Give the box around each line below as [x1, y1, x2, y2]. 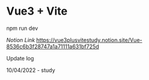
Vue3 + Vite [6, 4, 68, 18]
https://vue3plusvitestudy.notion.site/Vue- [36, 36, 143, 43]
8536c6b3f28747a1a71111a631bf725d [6, 43, 99, 50]
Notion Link [6, 36, 35, 43]
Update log [6, 54, 35, 62]
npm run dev [6, 24, 38, 32]
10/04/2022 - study [6, 66, 56, 74]
